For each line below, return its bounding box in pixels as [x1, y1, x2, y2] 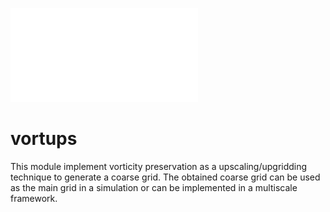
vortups [10, 128, 78, 150]
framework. [10, 192, 58, 204]
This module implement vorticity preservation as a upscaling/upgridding [10, 160, 308, 172]
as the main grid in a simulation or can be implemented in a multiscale [10, 181, 298, 193]
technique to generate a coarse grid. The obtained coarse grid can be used [10, 171, 321, 183]
